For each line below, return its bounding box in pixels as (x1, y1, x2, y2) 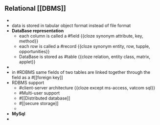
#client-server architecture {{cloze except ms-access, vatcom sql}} (19, 84, 155, 90)
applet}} (19, 59, 36, 64)
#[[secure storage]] (19, 100, 59, 106)
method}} (19, 38, 39, 44)
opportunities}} (19, 48, 50, 54)
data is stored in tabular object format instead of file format (11, 22, 131, 28)
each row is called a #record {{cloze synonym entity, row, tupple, (19, 43, 150, 49)
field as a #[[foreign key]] (11, 74, 63, 80)
